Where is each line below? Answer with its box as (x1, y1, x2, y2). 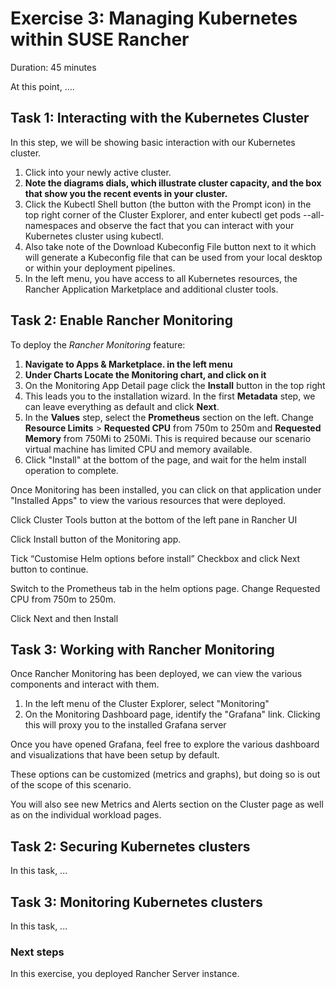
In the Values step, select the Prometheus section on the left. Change (24, 411, 314, 423)
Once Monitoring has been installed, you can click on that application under (10, 483, 322, 496)
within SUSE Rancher (10, 28, 190, 51)
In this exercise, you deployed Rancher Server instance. (10, 968, 240, 980)
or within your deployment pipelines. (24, 262, 176, 274)
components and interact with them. (10, 678, 160, 691)
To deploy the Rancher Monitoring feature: (10, 338, 186, 351)
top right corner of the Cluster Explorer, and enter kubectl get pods (24, 208, 302, 221)
